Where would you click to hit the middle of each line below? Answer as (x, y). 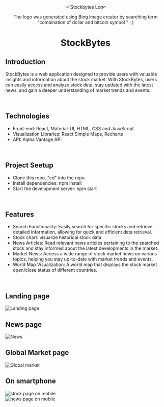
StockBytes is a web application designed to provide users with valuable (81, 74)
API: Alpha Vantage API (37, 139)
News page (24, 325)
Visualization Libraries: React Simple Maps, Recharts (68, 134)
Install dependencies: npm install (47, 183)
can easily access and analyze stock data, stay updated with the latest (79, 85)
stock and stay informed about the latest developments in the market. (86, 248)
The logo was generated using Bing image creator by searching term (86, 17)
